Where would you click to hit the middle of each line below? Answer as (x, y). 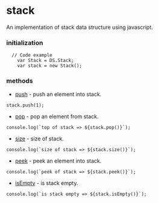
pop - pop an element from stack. (57, 116)
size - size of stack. (39, 139)
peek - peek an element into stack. (58, 161)
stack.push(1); (25, 105)
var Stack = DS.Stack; (46, 61)
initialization (25, 43)
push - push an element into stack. (58, 94)
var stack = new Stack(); (50, 66)
